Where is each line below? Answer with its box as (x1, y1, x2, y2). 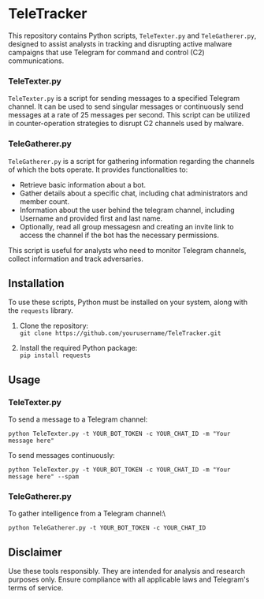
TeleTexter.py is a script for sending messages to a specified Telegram (8, 94, 240, 103)
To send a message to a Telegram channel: (8, 415, 148, 424)
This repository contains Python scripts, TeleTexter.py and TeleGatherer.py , (8, 31, 257, 40)
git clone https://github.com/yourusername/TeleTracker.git (19, 329, 221, 337)
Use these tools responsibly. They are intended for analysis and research (8, 567, 246, 576)
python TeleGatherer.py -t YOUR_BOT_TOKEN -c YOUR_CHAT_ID (8, 524, 206, 532)
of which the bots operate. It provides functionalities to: (8, 165, 188, 174)
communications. (8, 56, 65, 65)
